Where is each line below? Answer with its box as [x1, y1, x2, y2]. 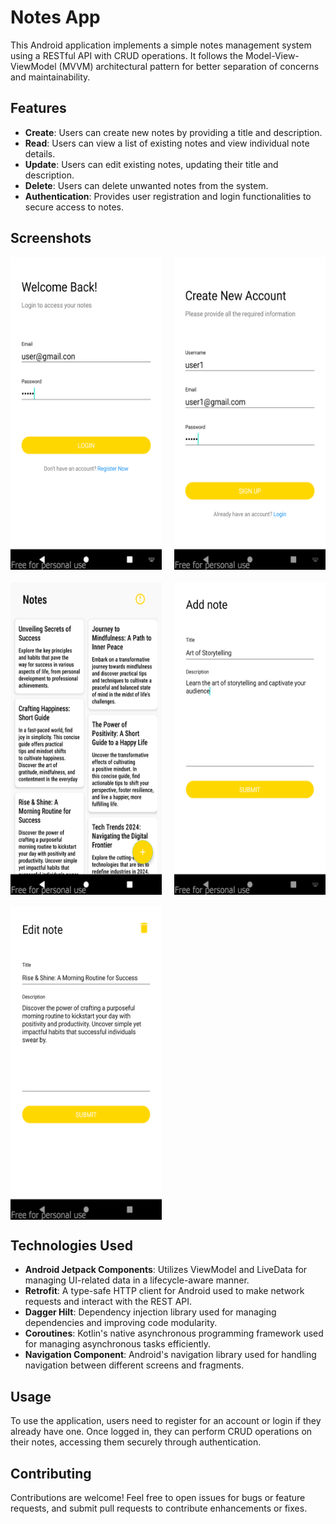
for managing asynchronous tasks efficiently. [24, 1338, 211, 1350]
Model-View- [245, 49, 300, 61]
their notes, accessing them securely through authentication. [10, 1436, 262, 1448]
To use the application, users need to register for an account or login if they [10, 1415, 322, 1427]
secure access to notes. [24, 201, 124, 213]
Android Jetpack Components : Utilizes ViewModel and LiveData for [24, 1264, 308, 1276]
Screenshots [10, 230, 92, 247]
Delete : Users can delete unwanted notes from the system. [24, 179, 269, 191]
